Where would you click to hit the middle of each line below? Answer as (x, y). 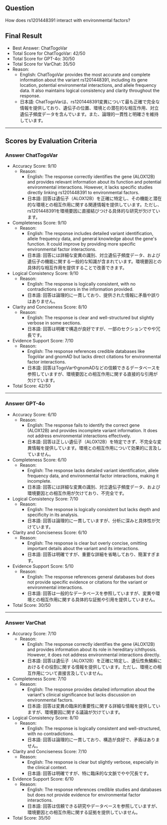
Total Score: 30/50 (32, 605)
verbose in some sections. (54, 323)
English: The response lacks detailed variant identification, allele (93, 470)
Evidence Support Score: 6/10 (43, 779)
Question (20, 8)
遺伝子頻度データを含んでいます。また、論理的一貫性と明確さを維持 (89, 114)
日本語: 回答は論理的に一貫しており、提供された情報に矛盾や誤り (93, 295)
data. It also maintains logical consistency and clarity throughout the (90, 90)
